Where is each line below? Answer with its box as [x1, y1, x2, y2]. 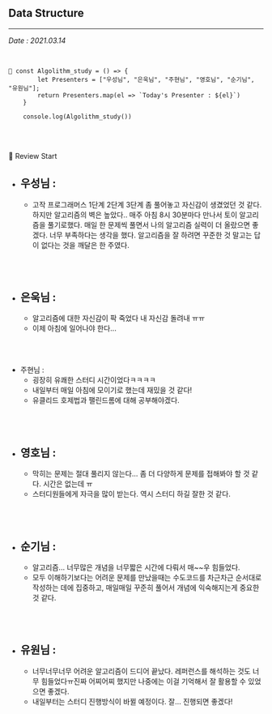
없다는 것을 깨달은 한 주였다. [40, 240, 130, 250]
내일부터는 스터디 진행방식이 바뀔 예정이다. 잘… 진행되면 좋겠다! [32, 696, 233, 706]
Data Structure [8, 6, 85, 20]
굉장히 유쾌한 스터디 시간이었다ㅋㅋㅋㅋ [32, 375, 156, 385]
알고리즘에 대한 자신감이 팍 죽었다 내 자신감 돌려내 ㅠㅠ [32, 314, 206, 323]
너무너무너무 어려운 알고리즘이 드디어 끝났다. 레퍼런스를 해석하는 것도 [32, 666, 251, 676]
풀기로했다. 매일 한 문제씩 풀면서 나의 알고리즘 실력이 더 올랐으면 [47, 220, 251, 229]
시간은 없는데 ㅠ [43, 479, 93, 489]
